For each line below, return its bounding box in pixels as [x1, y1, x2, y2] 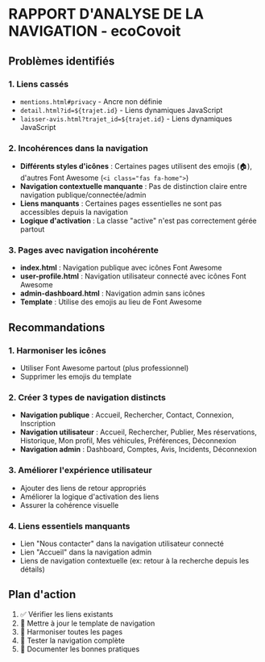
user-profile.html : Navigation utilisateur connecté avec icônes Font [19, 271, 247, 281]
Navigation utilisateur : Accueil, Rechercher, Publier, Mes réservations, [19, 427, 258, 437]
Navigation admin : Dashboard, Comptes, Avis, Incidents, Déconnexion [19, 445, 258, 455]
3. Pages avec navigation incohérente [8, 245, 159, 256]
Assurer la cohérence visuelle [19, 500, 119, 509]
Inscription [19, 419, 56, 429]
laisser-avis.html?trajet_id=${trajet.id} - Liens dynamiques [19, 114, 233, 124]
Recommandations [8, 321, 106, 334]
